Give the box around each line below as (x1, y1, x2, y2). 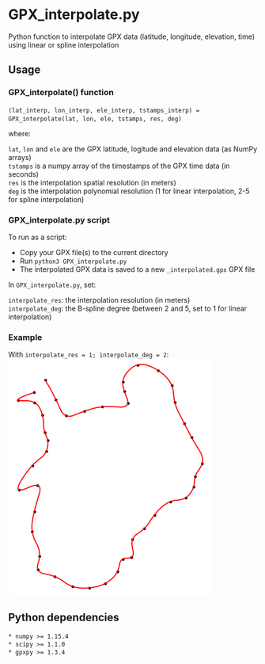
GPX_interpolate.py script (8, 214, 111, 225)
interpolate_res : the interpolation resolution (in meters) (8, 295, 191, 304)
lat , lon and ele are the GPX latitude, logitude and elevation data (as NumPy (8, 144, 258, 154)
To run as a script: (8, 232, 67, 242)
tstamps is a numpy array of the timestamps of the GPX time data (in (8, 161, 230, 170)
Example (8, 331, 43, 342)
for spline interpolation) (8, 194, 85, 204)
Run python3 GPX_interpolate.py (19, 256, 127, 265)
